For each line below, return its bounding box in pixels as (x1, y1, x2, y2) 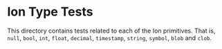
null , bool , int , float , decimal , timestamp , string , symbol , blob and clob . (7, 33, 212, 42)
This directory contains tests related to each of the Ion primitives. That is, (7, 27, 216, 35)
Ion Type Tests (7, 4, 93, 20)
